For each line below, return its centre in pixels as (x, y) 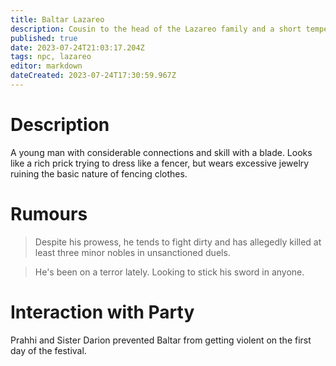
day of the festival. (48, 350)
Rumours (49, 214)
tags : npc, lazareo (51, 57)
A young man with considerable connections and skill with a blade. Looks (161, 152)
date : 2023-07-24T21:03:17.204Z (77, 47)
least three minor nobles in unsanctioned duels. (132, 252)
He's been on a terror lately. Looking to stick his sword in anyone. (169, 272)
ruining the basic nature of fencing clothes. (99, 173)
